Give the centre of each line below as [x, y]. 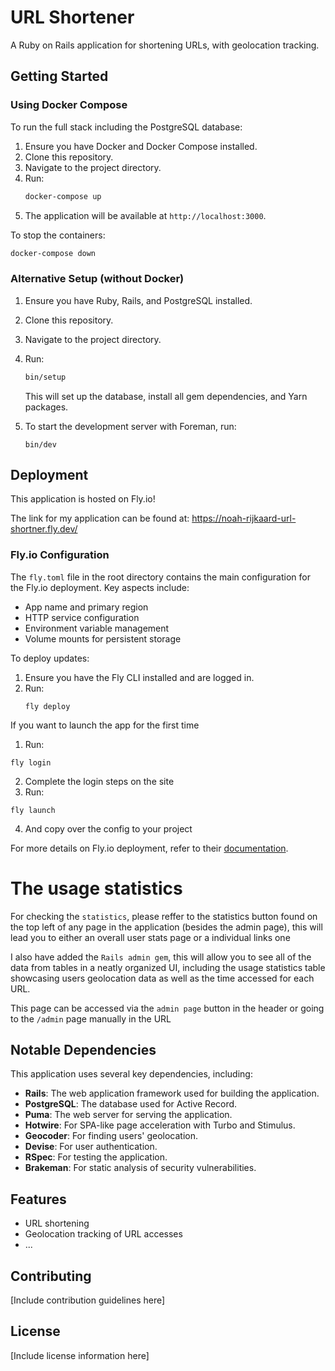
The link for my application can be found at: [100, 518]
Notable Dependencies [83, 1049]
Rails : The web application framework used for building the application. [172, 1093]
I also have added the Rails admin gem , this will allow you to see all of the [161, 957]
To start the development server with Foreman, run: [130, 426]
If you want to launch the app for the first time [105, 725]
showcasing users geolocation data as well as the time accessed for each [162, 978]
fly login [31, 762]
